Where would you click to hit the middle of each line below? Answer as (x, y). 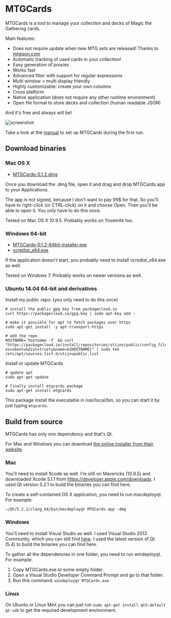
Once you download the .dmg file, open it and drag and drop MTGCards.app (85, 184)
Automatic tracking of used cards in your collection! (67, 59)
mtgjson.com (26, 54)
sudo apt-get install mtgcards (38, 391)
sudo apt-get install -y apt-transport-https (54, 327)
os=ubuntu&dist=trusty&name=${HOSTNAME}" (50, 349)
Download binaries (36, 149)
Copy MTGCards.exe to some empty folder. (58, 569)
